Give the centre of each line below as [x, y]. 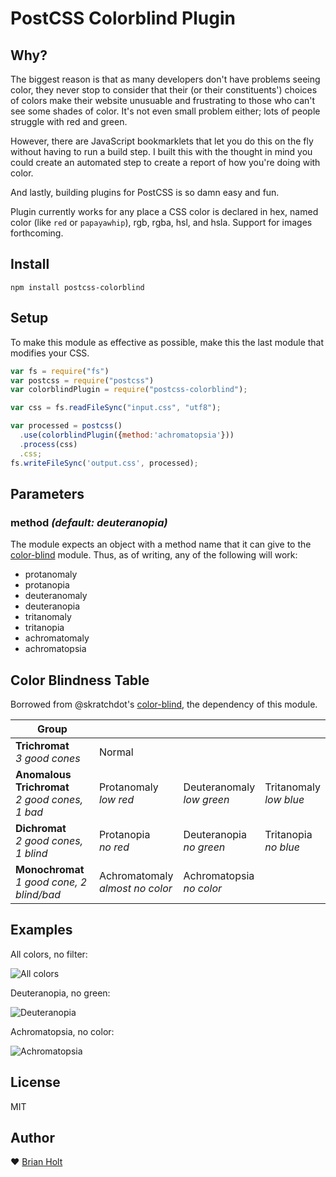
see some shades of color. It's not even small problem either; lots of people [165, 111]
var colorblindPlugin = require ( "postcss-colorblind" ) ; [129, 390]
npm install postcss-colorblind [77, 287]
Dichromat [41, 828]
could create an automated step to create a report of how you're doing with [165, 162]
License [35, 1082]
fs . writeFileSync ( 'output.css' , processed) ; [104, 463]
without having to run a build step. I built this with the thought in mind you [161, 151]
